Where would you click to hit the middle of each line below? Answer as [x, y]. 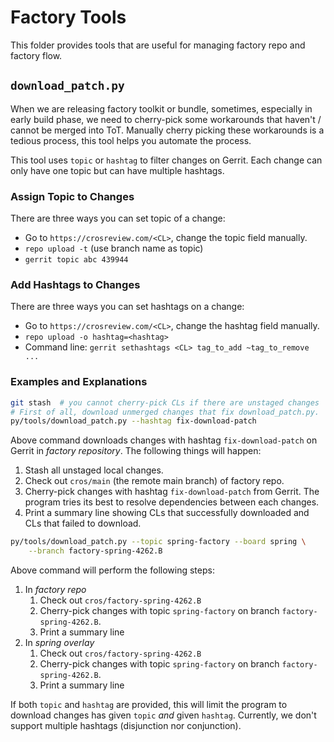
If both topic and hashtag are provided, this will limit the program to [149, 705]
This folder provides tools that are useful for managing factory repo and [158, 45]
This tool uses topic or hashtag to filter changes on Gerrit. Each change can [166, 160]
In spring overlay [59, 643]
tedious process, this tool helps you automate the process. [131, 140]
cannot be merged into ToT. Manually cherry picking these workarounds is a [167, 130]
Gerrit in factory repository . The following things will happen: [136, 451]
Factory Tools [68, 17]
